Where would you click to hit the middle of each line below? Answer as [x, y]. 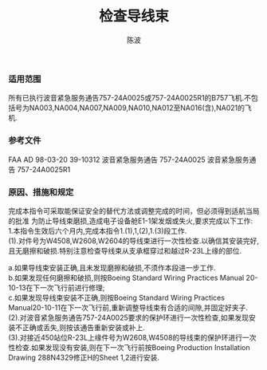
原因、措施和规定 [41, 192]
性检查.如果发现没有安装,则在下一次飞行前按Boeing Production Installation [129, 347]
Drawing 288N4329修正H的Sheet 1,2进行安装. [84, 357]
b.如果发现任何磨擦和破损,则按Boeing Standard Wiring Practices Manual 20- [133, 277]
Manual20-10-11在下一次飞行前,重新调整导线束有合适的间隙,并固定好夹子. [128, 307]
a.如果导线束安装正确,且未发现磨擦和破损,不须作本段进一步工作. [112, 267]
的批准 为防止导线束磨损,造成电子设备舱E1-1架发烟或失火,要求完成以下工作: [131, 221]
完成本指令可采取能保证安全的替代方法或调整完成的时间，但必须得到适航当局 [134, 211]
